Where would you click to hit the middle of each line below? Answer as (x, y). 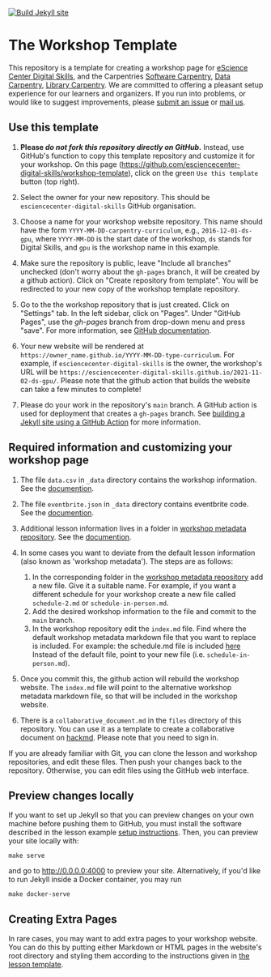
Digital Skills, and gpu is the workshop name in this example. (120, 247)
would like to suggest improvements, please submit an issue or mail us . (127, 102)
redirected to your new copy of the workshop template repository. (130, 288)
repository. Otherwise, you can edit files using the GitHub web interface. (129, 770)
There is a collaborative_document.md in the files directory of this (131, 720)
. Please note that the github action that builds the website (153, 380)
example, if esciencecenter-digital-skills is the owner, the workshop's (141, 363)
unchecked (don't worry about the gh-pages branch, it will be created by (140, 271)
